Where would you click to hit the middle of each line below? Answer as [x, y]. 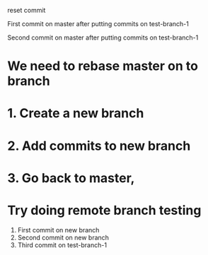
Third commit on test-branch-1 [62, 245]
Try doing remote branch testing [104, 210]
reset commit [27, 10]
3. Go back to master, [71, 178]
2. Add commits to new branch [99, 146]
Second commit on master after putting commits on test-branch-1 [103, 37]
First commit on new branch [58, 230]
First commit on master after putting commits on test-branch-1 [98, 24]
